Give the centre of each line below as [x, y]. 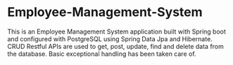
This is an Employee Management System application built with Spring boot [117, 31]
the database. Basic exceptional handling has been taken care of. [102, 54]
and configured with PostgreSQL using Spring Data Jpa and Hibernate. [110, 38]
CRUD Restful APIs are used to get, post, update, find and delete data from [115, 46]
